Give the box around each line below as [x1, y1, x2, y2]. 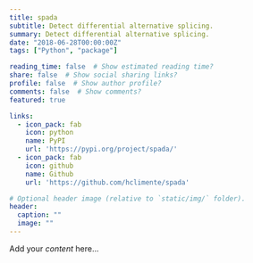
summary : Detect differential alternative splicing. [9, 29, 210, 38]
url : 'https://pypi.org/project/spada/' [25, 144, 178, 154]
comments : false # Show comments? [9, 86, 142, 96]
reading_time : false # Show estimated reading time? [9, 62, 215, 71]
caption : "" [17, 210, 63, 219]
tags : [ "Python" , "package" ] [9, 46, 118, 55]
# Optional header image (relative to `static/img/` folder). [9, 193, 246, 203]
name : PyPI [25, 136, 66, 145]
